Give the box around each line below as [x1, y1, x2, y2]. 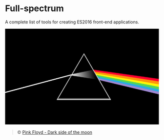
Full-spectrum [5, 3, 64, 14]
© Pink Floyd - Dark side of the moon [17, 129, 93, 135]
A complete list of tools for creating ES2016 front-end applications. [5, 19, 139, 25]
